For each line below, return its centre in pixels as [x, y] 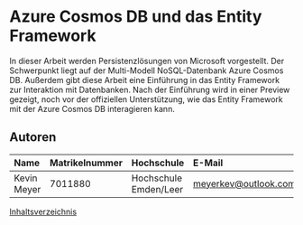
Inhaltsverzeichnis [43, 211]
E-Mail [208, 163]
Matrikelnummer [86, 163]
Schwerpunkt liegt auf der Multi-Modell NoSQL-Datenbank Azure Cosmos [147, 70]
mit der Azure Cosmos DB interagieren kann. [92, 108]
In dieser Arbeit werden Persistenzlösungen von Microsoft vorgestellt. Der [147, 61]
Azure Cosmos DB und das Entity [136, 17]
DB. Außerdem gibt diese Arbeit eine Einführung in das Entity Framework [145, 80]
